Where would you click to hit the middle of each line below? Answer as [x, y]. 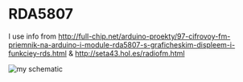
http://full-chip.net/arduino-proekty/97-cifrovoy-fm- [144, 36]
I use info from [33, 36]
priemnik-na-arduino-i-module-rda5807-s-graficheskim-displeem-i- [122, 44]
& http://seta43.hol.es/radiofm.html [126, 53]
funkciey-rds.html [37, 53]
